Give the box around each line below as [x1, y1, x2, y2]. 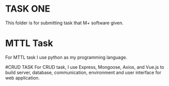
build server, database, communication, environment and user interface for [5, 69, 162, 75]
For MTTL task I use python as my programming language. [5, 54, 128, 60]
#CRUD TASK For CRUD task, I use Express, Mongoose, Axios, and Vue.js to [5, 64, 164, 70]
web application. [5, 74, 40, 81]
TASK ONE [5, 3, 51, 15]
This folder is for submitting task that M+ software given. [5, 20, 124, 26]
